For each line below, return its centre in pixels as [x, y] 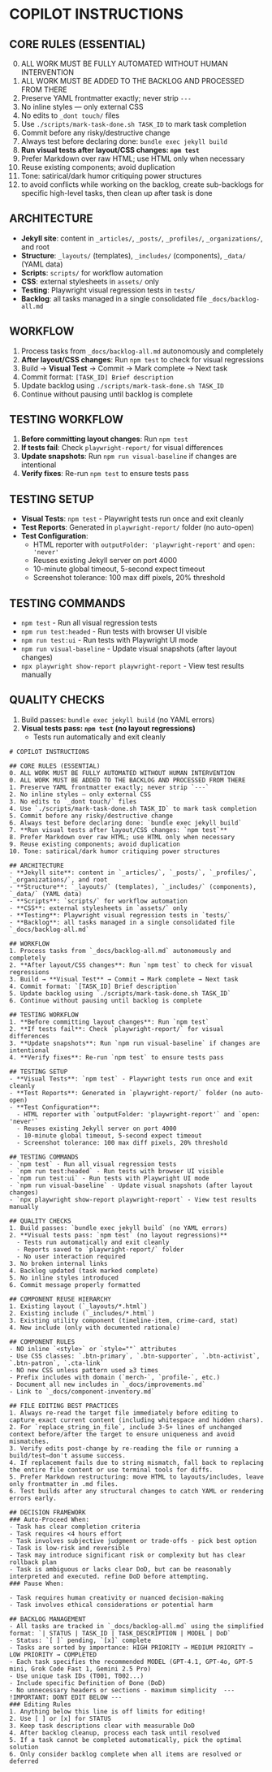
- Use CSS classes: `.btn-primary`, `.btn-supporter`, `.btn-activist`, [135, 1356]
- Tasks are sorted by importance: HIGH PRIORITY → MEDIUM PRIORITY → [131, 1647]
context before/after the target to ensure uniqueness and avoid [122, 1434]
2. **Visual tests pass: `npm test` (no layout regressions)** [119, 1235]
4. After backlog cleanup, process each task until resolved [115, 1733]
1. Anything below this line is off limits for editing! [108, 1711]
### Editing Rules [40, 1704]
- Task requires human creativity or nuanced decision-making [117, 1597]
